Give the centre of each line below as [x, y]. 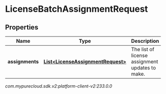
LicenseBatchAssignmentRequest [77, 9]
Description [145, 41]
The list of [143, 49]
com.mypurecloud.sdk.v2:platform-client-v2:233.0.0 [59, 86]
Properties [22, 27]
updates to [143, 68]
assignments [23, 62]
